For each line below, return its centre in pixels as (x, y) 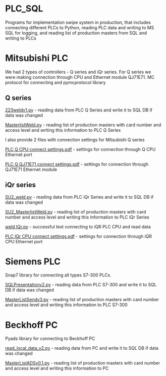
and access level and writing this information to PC (57, 368)
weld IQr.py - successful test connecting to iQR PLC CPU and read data (78, 226)
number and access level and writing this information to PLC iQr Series (77, 217)
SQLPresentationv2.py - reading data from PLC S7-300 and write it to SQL (81, 285)
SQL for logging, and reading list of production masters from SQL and (76, 33)
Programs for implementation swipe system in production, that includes (78, 22)
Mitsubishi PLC (37, 58)
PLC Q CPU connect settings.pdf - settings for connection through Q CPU (81, 149)
